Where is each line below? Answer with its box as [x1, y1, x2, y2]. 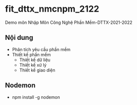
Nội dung [5, 34, 34, 42]
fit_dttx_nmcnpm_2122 [5, 3, 100, 15]
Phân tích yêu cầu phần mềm [12, 46, 71, 52]
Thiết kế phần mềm [12, 52, 51, 57]
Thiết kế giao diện [19, 67, 56, 73]
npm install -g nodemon [12, 94, 60, 100]
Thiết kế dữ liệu [19, 57, 51, 63]
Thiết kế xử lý [19, 62, 47, 68]
